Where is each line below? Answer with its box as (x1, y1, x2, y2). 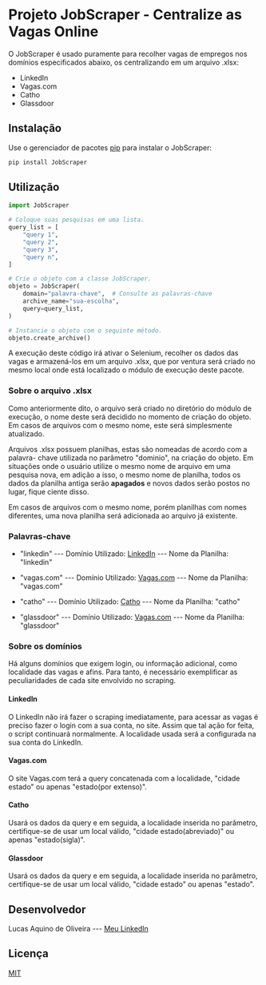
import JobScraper (8, 201, 69, 209)
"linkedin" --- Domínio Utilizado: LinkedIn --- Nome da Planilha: (19, 549, 229, 558)
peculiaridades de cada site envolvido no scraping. (8, 676, 177, 685)
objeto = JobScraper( (8, 282, 81, 291)
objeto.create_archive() (8, 334, 91, 342)
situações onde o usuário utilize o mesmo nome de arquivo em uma (8, 461, 231, 471)
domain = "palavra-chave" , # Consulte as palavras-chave (22, 290, 213, 298)
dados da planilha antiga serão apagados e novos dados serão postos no (8, 478, 250, 488)
